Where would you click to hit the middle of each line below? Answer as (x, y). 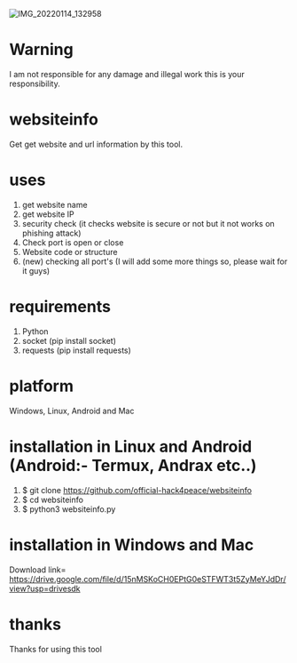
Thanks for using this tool (55, 649)
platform (41, 386)
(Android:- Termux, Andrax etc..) (133, 465)
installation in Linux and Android (131, 447)
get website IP (48, 214)
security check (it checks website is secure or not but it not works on (148, 223)
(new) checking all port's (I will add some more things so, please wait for (155, 261)
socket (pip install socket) (69, 340)
